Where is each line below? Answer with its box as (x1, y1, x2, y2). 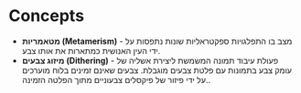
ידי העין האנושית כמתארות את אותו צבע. (21, 45, 161, 56)
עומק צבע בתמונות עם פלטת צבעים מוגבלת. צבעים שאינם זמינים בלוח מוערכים (21, 65, 292, 76)
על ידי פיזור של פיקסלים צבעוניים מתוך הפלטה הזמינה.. (21, 74, 211, 85)
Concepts (8, 5, 84, 26)
